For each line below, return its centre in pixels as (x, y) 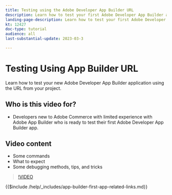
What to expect (29, 162)
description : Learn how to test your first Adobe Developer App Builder (84, 15)
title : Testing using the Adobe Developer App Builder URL (70, 10)
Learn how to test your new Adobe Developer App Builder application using (85, 83)
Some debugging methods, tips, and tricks (58, 167)
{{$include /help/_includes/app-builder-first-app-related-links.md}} (77, 187)
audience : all (20, 34)
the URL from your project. (33, 88)
